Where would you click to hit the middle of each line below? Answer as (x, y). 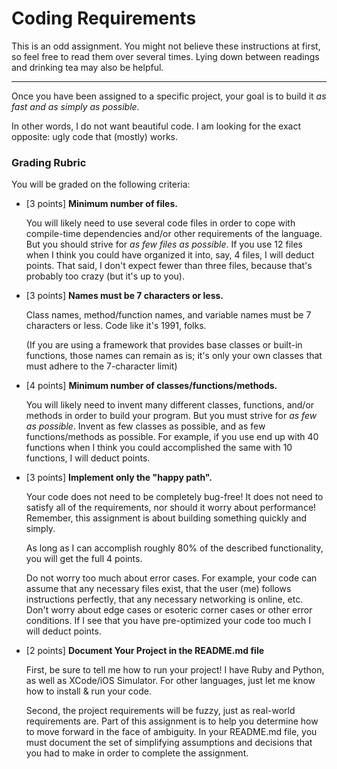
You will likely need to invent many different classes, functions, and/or (170, 405)
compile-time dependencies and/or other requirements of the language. (174, 234)
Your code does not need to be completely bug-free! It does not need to (174, 497)
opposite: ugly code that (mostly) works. (95, 136)
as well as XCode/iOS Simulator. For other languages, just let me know (170, 681)
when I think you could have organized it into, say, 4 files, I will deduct (170, 255)
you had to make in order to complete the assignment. (137, 753)
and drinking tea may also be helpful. (87, 67)
